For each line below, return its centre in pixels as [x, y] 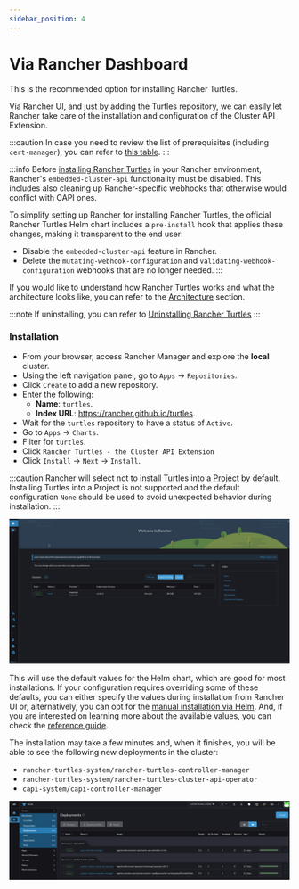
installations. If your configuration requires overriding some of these [134, 687]
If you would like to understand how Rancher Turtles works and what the [142, 287]
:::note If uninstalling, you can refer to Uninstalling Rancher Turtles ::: [135, 314]
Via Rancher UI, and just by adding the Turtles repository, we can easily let [145, 106]
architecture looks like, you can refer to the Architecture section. [127, 296]
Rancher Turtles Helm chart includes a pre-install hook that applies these [146, 224]
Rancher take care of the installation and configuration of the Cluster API [142, 115]
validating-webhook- [238, 261]
